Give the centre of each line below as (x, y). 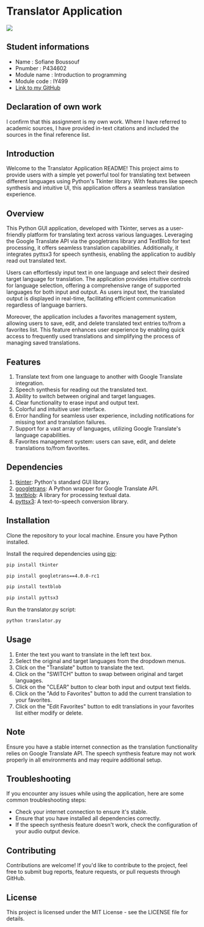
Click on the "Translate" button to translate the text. (80, 667)
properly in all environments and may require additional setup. (84, 760)
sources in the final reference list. (48, 134)
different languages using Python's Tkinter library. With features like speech (102, 181)
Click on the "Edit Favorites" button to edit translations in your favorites (104, 706)
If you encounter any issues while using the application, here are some (95, 794)
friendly (16, 235)
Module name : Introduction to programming (71, 75)
